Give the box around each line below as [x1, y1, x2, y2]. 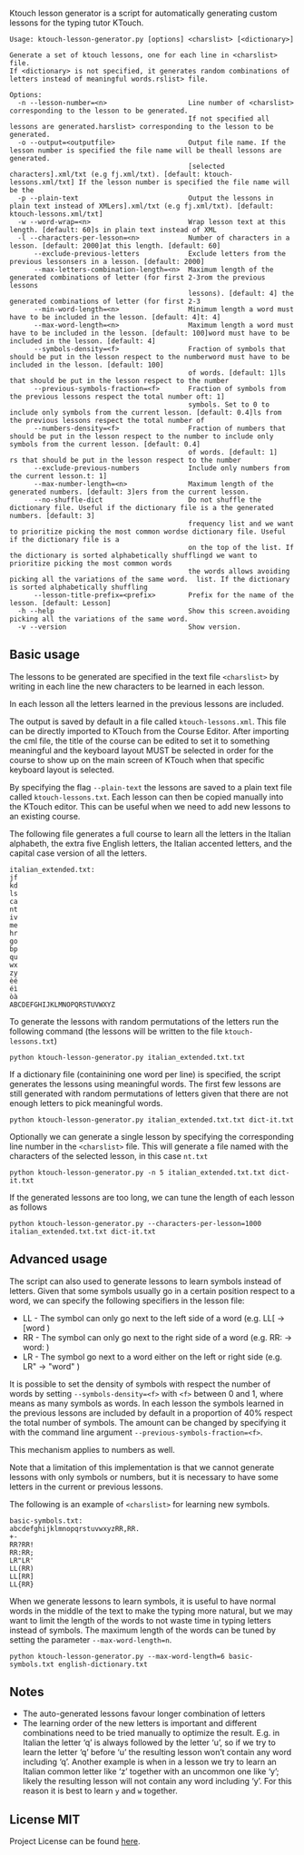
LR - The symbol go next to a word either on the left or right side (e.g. [22, 1351, 283, 1362]
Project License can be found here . [9, 1836, 141, 1847]
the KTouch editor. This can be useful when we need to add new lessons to [9, 800, 291, 811]
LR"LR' [9, 1556, 34, 1565]
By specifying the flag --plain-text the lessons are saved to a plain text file [9, 781, 292, 792]
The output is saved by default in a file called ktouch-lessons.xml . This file [9, 716, 288, 727]
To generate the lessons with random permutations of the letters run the [9, 1016, 279, 1026]
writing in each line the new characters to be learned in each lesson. [9, 681, 265, 692]
